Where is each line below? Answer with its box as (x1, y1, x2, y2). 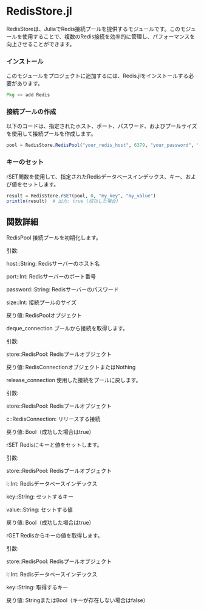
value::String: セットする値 (6, 506, 73, 513)
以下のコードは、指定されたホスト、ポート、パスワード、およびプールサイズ (6, 122, 197, 130)
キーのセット (6, 158, 44, 166)
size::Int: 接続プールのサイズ (6, 299, 77, 306)
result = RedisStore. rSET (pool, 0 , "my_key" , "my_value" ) (6, 193, 156, 199)
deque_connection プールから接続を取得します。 (6, 325, 129, 332)
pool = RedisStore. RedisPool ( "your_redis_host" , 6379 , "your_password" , (6, 142, 194, 149)
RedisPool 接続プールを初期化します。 (6, 234, 101, 241)
